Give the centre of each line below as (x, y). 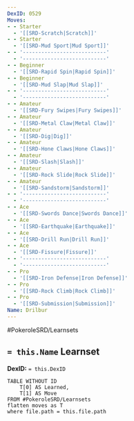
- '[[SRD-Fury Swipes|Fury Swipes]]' (68, 110)
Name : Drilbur (28, 310)
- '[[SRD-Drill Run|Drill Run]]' (61, 239)
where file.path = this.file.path (57, 411)
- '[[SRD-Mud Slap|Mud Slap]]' (58, 85)
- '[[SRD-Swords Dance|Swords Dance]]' (71, 214)
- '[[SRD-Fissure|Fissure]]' (55, 252)
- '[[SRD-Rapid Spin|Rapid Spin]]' (65, 71)
